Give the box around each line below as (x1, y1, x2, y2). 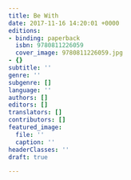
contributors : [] (8, 116, 66, 124)
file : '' (15, 130, 45, 138)
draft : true (8, 153, 48, 161)
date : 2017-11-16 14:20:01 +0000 (8, 19, 120, 27)
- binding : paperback (8, 34, 81, 42)
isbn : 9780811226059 (15, 42, 84, 50)
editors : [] (8, 101, 48, 109)
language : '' (8, 86, 52, 94)
